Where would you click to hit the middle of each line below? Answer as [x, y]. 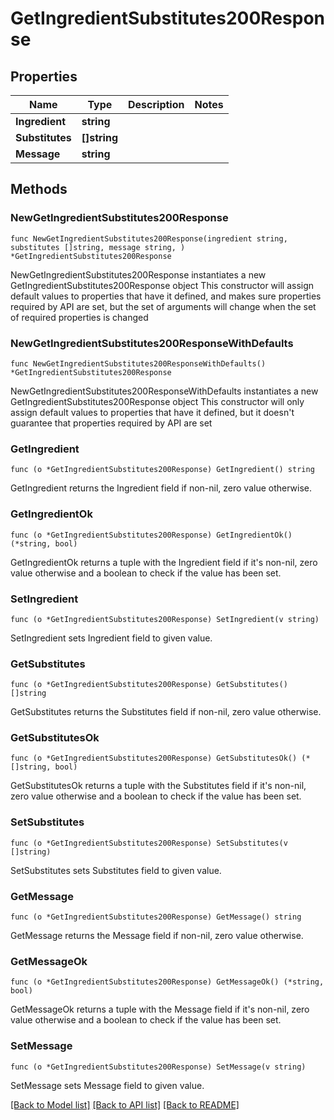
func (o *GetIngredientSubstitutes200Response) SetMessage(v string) [158, 1067]
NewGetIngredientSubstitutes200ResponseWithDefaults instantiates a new [164, 391]
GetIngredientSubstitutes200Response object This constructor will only [157, 401]
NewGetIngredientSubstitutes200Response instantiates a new [138, 274]
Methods [39, 189]
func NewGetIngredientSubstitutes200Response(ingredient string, [149, 238]
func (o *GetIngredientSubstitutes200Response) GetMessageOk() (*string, [167, 982]
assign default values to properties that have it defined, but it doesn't [152, 412]
